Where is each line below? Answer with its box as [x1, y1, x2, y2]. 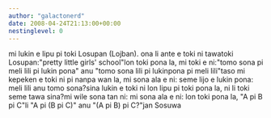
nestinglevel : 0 [8, 27, 63, 35]
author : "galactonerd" [8, 11, 85, 20]
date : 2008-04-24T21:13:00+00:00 [8, 19, 121, 27]
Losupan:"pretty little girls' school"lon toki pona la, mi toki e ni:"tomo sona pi [8, 57, 264, 67]
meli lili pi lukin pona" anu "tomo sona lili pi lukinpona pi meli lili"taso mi [8, 66, 245, 76]
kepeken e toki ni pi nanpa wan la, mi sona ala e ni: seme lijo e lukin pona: [8, 74, 253, 85]
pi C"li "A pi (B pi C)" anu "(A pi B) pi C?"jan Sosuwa [8, 100, 182, 110]
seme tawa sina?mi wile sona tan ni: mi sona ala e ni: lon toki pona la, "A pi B [8, 92, 263, 102]
